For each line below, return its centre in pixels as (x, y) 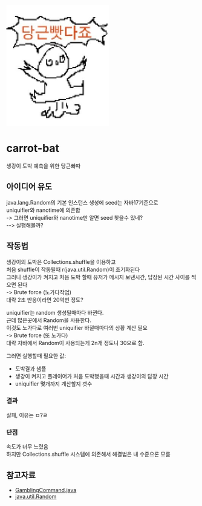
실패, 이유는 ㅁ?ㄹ (27, 415)
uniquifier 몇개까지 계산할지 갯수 (54, 384)
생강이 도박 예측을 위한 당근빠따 (44, 166)
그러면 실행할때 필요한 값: (36, 355)
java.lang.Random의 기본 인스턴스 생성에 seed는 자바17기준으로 (82, 202)
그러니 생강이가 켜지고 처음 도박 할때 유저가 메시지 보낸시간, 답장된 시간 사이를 (98, 277)
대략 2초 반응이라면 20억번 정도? (45, 300)
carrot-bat (33, 149)
